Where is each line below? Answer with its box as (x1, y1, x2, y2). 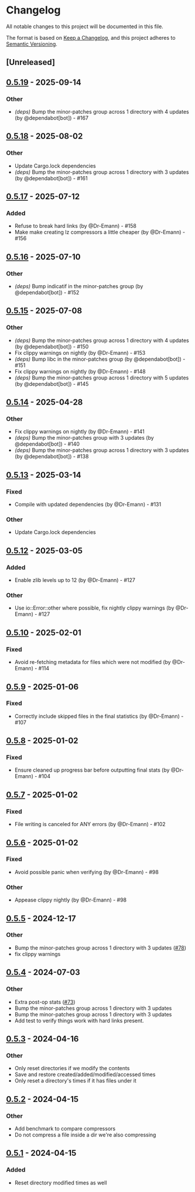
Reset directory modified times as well (14, 1179, 107, 1186)
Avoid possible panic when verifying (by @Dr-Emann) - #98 (14, 868, 159, 875)
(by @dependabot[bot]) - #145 (14, 380, 89, 387)
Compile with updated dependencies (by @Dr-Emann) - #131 (14, 501, 162, 508)
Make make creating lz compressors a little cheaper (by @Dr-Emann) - (14, 229, 186, 236)
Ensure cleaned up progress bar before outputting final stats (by (14, 766, 170, 773)
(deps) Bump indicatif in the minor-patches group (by (14, 283, 143, 290)
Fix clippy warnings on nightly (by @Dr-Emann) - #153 (14, 349, 146, 356)
